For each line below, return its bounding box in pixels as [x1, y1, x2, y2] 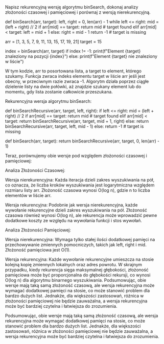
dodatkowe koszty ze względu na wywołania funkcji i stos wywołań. [5, 218, 142, 223]
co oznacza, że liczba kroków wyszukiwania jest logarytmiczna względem [5, 182, 155, 188]
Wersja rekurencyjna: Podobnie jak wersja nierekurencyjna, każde [5, 202, 138, 207]
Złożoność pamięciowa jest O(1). [5, 247, 71, 252]
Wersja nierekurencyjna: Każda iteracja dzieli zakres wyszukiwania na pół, [5, 177, 155, 183]
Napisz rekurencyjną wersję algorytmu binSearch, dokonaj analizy [5, 4, 139, 10]
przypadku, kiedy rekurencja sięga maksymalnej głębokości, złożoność [5, 267, 149, 273]
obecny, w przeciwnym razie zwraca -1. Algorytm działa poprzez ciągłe [5, 78, 149, 84]
